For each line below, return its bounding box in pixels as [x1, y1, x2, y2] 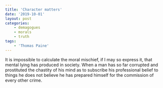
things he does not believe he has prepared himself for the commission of [5, 72, 154, 78]
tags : [5, 39, 16, 44]
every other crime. [5, 77, 43, 83]
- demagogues [14, 25, 41, 30]
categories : [5, 20, 29, 26]
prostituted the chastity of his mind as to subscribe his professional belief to [5, 67, 159, 73]
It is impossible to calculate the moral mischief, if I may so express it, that [5, 56, 153, 62]
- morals [14, 30, 32, 35]
